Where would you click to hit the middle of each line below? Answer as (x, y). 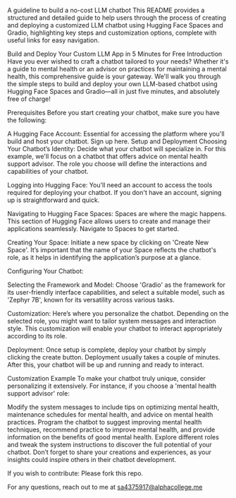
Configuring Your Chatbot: (45, 271)
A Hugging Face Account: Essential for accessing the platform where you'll (116, 134)
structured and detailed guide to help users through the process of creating (117, 18)
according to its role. (37, 336)
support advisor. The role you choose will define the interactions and (107, 164)
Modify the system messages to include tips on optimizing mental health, (113, 407)
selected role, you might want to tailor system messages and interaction (112, 321)
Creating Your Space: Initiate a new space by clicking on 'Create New (108, 242)
